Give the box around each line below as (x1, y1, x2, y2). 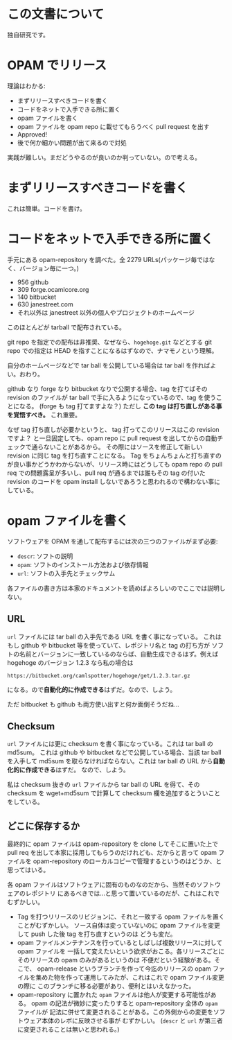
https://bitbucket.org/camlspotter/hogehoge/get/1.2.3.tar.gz (7, 672, 190, 679)
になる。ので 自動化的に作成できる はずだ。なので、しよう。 (7, 685, 177, 693)
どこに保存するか (7, 820, 80, 832)
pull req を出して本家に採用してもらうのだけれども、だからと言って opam (7, 849, 217, 857)
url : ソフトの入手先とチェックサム (17, 569, 116, 578)
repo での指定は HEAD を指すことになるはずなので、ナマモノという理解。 (7, 346, 218, 354)
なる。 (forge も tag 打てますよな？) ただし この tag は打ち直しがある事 (19, 401, 222, 410)
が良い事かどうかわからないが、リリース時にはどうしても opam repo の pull (7, 460, 223, 468)
